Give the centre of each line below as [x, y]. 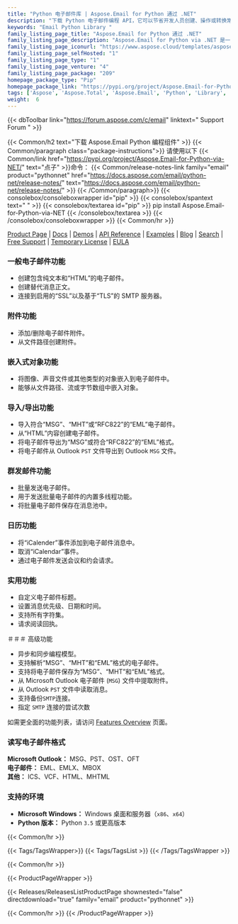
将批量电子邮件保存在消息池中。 [64, 506]
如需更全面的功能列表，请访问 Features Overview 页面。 [89, 722]
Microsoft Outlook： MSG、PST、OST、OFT [74, 759]
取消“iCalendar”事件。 [50, 551]
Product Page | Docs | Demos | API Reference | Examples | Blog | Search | [115, 234]
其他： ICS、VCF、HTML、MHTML [59, 777]
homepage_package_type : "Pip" [52, 80]
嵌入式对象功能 [33, 362]
